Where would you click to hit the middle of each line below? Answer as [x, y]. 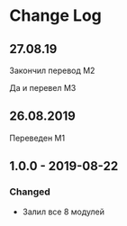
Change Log [55, 16]
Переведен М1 [37, 138]
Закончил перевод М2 [52, 70]
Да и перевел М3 [43, 88]
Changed [30, 192]
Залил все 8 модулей [63, 212]
